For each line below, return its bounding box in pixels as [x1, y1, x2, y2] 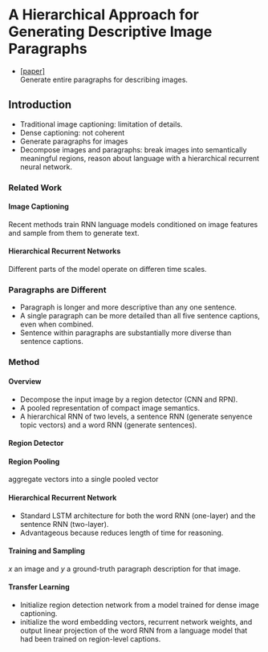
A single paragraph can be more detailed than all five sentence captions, [19, 311, 261, 321]
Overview [8, 376, 42, 386]
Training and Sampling [8, 546, 86, 556]
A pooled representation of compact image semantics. [19, 403, 201, 412]
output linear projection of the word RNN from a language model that [19, 626, 248, 635]
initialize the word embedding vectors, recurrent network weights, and [19, 617, 253, 626]
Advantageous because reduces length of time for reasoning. [19, 528, 224, 537]
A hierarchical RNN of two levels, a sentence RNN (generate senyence [19, 411, 253, 421]
